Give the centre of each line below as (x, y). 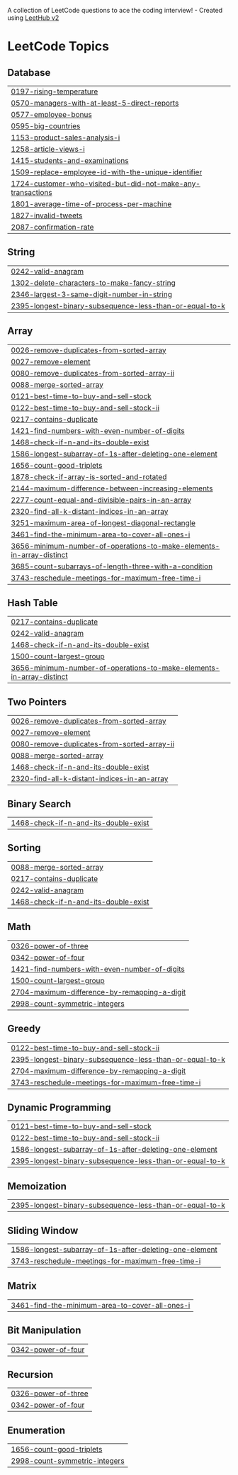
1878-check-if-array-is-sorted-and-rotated (89, 476)
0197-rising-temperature (55, 91)
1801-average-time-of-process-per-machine (91, 204)
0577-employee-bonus (51, 114)
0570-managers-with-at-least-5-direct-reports (95, 103)
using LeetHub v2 (33, 18)
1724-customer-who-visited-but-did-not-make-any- (106, 184)
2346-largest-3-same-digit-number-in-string (91, 294)
